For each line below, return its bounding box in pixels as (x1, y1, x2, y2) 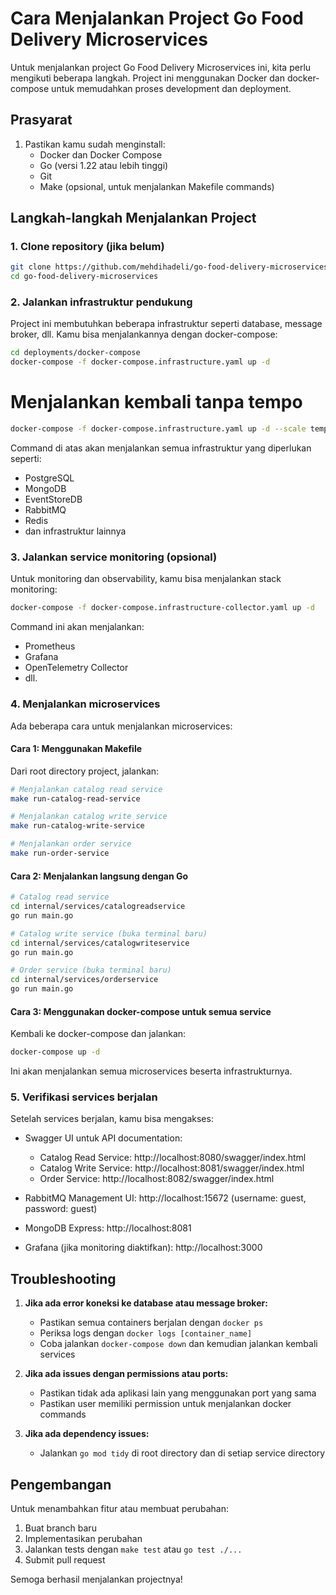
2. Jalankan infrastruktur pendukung (10, 295, 193, 309)
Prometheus (24, 640, 76, 652)
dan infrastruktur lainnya (24, 525, 127, 537)
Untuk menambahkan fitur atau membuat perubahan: (10, 1503, 230, 1515)
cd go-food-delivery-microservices (10, 272, 159, 282)
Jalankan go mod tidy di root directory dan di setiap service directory (39, 1447, 326, 1459)
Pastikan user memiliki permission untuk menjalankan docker (39, 1398, 292, 1410)
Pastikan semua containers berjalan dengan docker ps (39, 1317, 264, 1329)
